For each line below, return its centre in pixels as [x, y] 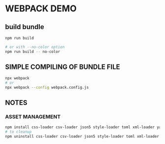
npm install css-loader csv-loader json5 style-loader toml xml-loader [80, 127]
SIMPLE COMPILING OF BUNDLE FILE [63, 67]
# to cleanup [18, 132]
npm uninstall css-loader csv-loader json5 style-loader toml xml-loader [82, 136]
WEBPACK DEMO [41, 9]
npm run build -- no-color [33, 52]
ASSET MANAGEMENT [33, 117]
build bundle [25, 27]
